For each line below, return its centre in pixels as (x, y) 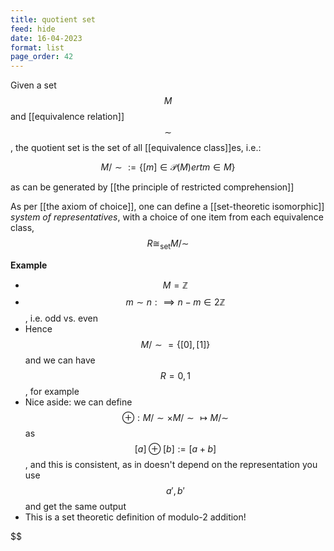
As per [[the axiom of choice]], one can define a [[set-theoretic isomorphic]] (167, 207)
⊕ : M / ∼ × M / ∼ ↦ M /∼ (175, 417)
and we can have (60, 360)
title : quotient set (53, 19)
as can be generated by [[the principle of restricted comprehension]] (152, 187)
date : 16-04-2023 (46, 38)
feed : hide (33, 29)
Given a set (33, 85)
